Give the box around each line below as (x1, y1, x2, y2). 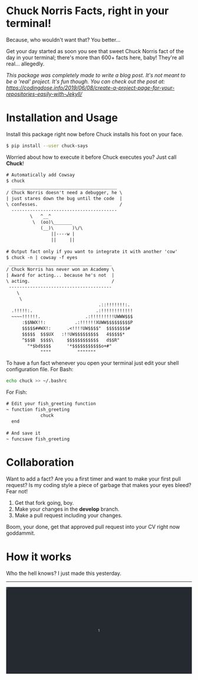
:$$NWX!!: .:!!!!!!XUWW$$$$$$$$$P (21, 319, 133, 325)
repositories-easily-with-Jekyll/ (6, 90, 82, 97)
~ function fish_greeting (6, 406, 70, 413)
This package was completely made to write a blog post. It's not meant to (6, 71, 186, 79)
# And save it (6, 430, 41, 436)
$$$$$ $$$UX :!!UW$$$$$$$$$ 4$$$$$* (21, 331, 126, 337)
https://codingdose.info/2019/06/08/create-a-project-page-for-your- (6, 84, 175, 91)
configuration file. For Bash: (6, 365, 74, 372)
